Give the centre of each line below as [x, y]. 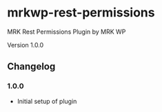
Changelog [31, 67]
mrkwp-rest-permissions [81, 13]
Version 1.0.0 [26, 45]
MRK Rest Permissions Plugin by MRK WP [67, 32]
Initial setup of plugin [47, 101]
